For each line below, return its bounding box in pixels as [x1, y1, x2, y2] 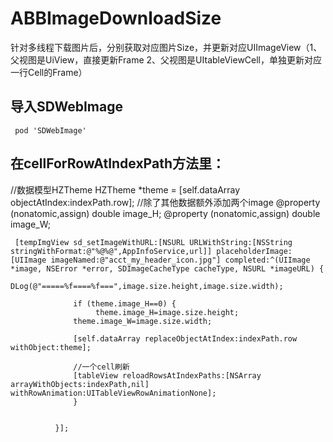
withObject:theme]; [10, 342, 92, 352]
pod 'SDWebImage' [14, 125, 87, 136]
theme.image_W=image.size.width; [73, 316, 213, 326]
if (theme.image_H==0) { [73, 298, 177, 309]
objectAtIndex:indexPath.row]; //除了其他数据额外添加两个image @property [10, 196, 321, 208]
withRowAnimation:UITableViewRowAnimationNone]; [10, 388, 217, 398]
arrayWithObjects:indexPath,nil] [10, 379, 150, 389]
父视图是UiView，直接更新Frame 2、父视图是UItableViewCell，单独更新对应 [10, 53, 323, 66]
